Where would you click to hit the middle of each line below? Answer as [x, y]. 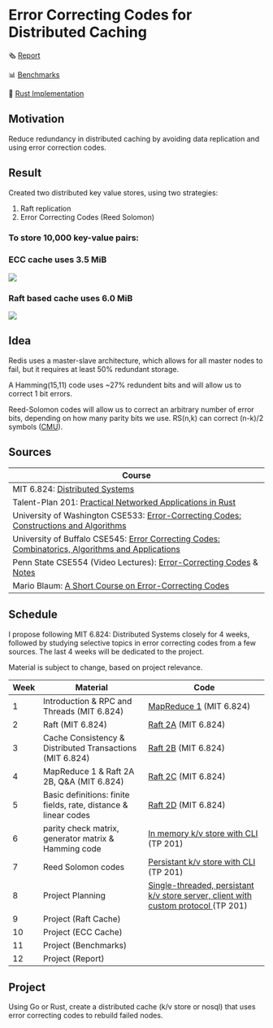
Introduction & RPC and [88, 701]
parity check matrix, [81, 828]
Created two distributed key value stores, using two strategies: [113, 192]
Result [25, 173]
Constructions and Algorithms [69, 525]
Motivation [37, 119]
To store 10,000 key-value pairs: [74, 238]
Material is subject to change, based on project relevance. [106, 667]
